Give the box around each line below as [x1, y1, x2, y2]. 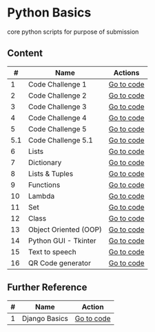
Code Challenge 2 [28, 91, 87, 100]
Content [7, 47, 43, 59]
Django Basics [21, 313, 69, 323]
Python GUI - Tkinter [28, 236, 96, 245]
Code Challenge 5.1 [28, 135, 93, 145]
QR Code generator [28, 258, 92, 267]
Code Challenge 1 [28, 79, 87, 89]
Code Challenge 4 [28, 113, 87, 122]
